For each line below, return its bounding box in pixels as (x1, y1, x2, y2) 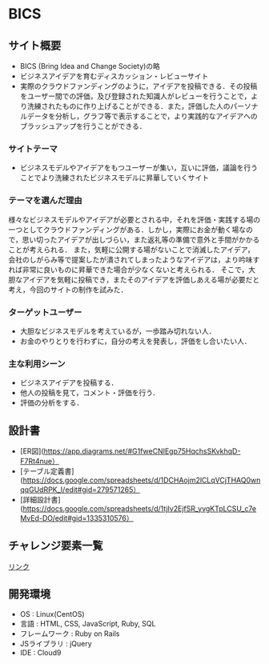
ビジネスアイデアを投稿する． (19, 378, 118, 388)
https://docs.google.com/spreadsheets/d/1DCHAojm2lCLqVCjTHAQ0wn (22, 475, 261, 485)
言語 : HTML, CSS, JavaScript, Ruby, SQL (19, 618, 156, 628)
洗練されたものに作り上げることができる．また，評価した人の (26, 102, 231, 110)
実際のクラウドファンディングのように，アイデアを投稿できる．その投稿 (19, 82, 258, 90)
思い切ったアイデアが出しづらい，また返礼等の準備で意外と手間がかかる (22, 234, 260, 244)
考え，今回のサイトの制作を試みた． (8, 285, 128, 294)
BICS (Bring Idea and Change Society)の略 (19, 62, 160, 70)
